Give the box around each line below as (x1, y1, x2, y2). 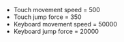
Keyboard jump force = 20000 (13, 27, 99, 35)
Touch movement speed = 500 (13, 6, 100, 14)
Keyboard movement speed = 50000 (13, 20, 117, 28)
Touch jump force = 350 (13, 13, 82, 21)
